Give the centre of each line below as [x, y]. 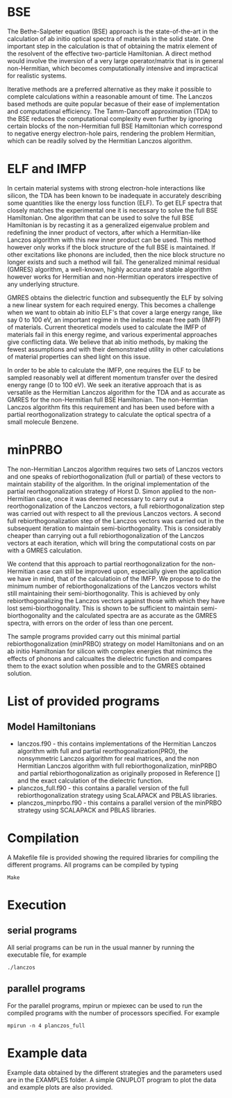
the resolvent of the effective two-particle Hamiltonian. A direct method [109, 54]
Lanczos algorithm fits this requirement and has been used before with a [111, 407]
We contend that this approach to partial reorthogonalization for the [104, 564]
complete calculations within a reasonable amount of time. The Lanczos [110, 96]
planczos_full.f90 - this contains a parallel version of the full [103, 788]
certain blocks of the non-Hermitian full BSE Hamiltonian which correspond [115, 126]
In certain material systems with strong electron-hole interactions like [106, 188]
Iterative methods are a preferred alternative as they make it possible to [109, 89]
